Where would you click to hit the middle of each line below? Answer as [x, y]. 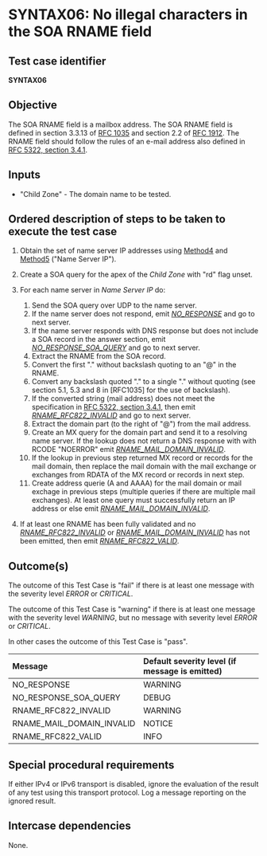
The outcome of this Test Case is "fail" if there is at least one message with [131, 585]
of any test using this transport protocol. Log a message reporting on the [127, 793]
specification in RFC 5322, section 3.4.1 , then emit [114, 407]
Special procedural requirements [91, 765]
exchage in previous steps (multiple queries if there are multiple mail [143, 492]
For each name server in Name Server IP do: [93, 290]
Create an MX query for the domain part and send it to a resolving [139, 433]
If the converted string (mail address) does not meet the [123, 399]
